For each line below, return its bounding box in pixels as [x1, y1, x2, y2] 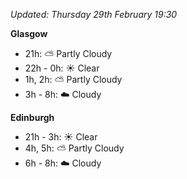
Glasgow [10, 28, 48, 39]
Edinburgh [10, 112, 55, 123]
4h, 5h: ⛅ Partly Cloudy [24, 142, 125, 154]
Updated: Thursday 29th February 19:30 [10, 9, 178, 20]
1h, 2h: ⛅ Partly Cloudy [24, 74, 123, 85]
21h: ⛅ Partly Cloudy [24, 48, 113, 59]
